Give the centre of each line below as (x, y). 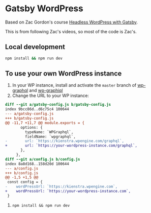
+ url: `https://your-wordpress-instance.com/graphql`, (71, 146)
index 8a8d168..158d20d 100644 (37, 164)
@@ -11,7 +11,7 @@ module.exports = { (45, 123)
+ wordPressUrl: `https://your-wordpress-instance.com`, (68, 191)
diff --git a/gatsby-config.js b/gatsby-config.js (58, 105)
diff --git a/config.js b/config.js (43, 159)
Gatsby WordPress (44, 9)
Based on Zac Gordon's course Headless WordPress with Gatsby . (72, 22)
